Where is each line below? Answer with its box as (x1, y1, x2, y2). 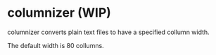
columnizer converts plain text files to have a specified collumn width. (7, 28, 210, 36)
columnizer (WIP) (7, 5, 111, 21)
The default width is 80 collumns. (7, 41, 104, 49)
